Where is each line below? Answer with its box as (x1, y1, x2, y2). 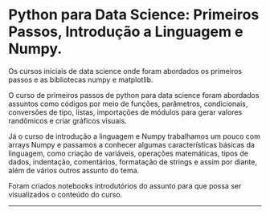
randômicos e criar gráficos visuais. (8, 116, 127, 125)
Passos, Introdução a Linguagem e (8, 22, 243, 41)
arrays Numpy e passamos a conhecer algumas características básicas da (8, 140, 256, 149)
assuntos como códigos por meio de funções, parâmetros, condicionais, (8, 99, 248, 108)
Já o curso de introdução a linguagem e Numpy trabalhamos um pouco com (8, 131, 261, 141)
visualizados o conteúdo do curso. (8, 189, 123, 199)
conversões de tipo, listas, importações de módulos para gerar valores (8, 107, 243, 117)
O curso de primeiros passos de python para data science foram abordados (8, 90, 260, 99)
